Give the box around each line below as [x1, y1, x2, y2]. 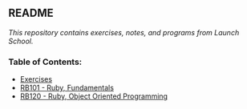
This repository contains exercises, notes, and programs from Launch [8, 27, 240, 37]
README [8, 6, 54, 20]
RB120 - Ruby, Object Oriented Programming [19, 91, 168, 101]
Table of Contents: [8, 56, 83, 67]
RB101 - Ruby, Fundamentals [19, 83, 115, 93]
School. [8, 36, 34, 46]
